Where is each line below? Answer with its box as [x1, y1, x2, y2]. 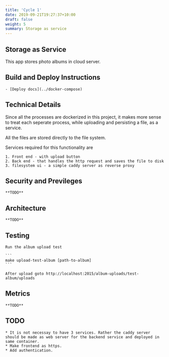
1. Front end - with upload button [5, 154, 80, 159]
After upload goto [5, 271, 44, 276]
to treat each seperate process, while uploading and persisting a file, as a [5, 119, 158, 125]
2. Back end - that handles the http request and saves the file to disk [5, 158, 164, 164]
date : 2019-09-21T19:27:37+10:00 [5, 12, 76, 17]
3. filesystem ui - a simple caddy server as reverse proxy [5, 163, 135, 168]
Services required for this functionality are [5, 144, 94, 150]
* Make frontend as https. [5, 343, 62, 348]
